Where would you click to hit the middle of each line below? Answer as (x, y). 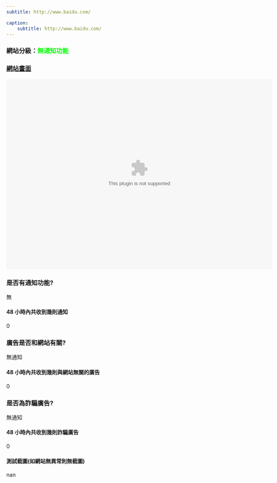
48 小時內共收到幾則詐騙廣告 (43, 433)
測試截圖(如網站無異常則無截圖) (46, 461)
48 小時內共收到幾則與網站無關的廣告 (53, 372)
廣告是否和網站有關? (36, 343)
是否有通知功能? (30, 283)
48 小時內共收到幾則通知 (37, 312)
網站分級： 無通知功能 (37, 51)
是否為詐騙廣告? (30, 403)
